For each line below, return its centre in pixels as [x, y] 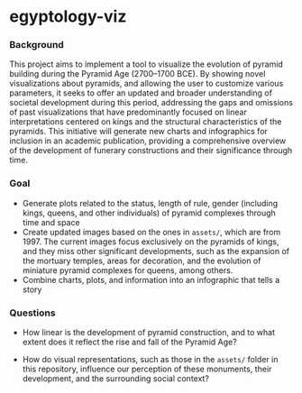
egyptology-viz [68, 17]
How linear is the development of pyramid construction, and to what [148, 333]
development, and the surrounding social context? [116, 379]
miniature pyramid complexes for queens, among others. [128, 270]
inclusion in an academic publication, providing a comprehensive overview [148, 141]
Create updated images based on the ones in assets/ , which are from [151, 232]
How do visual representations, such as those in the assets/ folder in [150, 360]
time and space [51, 222]
